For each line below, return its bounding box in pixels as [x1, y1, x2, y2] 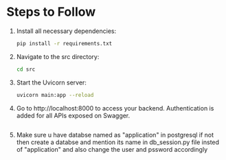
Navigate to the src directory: [16, 52, 100, 60]
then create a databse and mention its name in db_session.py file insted [16, 138, 220, 146]
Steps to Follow [6, 4, 96, 20]
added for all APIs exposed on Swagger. [16, 111, 131, 119]
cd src [16, 66, 36, 73]
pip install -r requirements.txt [16, 40, 113, 47]
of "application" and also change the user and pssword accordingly [16, 145, 207, 153]
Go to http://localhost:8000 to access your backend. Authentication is [16, 104, 214, 112]
